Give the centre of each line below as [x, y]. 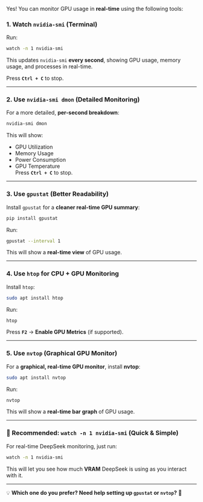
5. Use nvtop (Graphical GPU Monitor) [62, 353]
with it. [14, 475]
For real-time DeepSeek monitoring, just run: [62, 446]
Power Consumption [40, 160]
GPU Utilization [34, 147]
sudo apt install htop [35, 298]
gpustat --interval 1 [34, 241]
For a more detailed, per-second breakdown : [63, 113]
